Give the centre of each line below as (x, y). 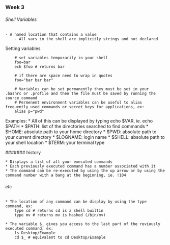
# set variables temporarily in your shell (61, 58)
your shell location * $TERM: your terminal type (55, 143)
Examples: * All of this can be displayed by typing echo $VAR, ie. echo (79, 121)
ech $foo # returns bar (40, 67)
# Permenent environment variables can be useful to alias (78, 103)
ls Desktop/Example (35, 233)
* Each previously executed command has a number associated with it (81, 166)
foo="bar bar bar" (34, 80)
